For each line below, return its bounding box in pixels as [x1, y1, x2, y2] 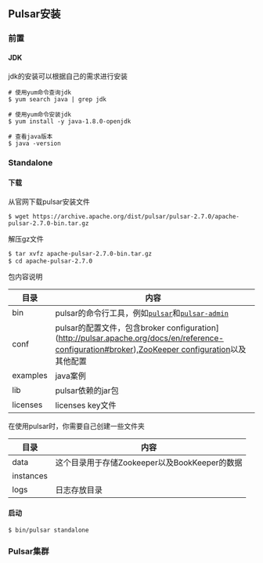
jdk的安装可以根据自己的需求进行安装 [8, 71, 128, 81]
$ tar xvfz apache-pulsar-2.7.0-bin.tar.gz [8, 249, 153, 257]
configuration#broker [55, 344, 134, 355]
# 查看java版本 [8, 133, 53, 140]
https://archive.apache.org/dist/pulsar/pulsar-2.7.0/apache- [32, 212, 240, 220]
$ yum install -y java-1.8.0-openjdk [8, 117, 131, 125]
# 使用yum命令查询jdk [8, 89, 72, 96]
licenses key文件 [55, 400, 117, 411]
